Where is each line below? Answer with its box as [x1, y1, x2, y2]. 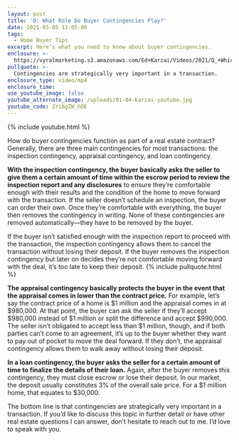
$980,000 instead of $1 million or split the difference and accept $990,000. [7, 314, 228, 323]
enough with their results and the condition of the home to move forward [7, 188, 221, 197]
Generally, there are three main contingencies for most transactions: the [7, 144, 218, 152]
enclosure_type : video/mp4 [7, 76, 87, 84]
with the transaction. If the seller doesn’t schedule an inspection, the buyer [7, 195, 227, 204]
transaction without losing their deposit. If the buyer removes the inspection [7, 247, 230, 256]
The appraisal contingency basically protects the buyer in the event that [7, 283, 225, 292]
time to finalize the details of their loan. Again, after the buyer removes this [7, 365, 230, 374]
